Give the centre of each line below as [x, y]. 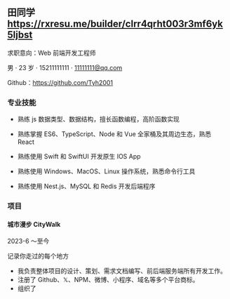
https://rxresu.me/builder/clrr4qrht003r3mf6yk [115, 24]
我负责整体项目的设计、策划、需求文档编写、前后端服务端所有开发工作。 [122, 271]
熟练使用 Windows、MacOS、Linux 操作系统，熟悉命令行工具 [106, 171]
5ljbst [20, 35]
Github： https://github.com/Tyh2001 [60, 82]
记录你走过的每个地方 [38, 256]
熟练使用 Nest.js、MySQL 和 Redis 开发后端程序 [86, 186]
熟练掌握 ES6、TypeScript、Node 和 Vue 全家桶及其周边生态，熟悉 [114, 134]
